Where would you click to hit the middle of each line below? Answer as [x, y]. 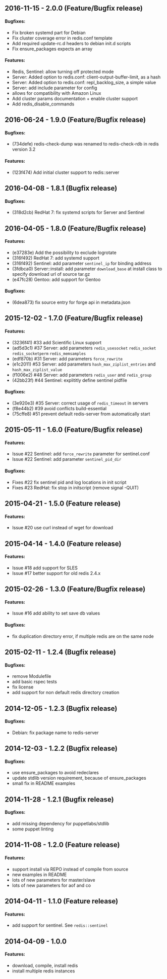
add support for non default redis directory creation [66, 693]
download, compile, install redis [45, 965]
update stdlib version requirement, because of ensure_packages [79, 778]
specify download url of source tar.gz [51, 274]
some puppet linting [33, 829]
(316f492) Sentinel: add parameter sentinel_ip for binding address [82, 263]
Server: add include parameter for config [54, 88]
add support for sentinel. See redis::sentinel [60, 925]
